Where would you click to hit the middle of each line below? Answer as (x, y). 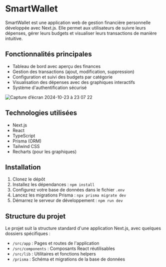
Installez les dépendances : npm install (53, 184)
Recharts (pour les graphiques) (44, 151)
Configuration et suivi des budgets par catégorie (62, 77)
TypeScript (24, 135)
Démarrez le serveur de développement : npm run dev (68, 200)
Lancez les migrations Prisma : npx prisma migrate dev (69, 195)
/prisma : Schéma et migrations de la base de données (69, 259)
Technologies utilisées (41, 113)
